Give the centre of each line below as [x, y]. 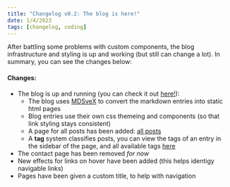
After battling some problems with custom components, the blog [101, 47]
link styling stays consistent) [69, 123]
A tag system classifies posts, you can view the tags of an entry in [125, 138]
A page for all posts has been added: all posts [95, 131]
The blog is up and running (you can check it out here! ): [98, 93]
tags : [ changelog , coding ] [47, 27]
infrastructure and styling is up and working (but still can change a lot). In [114, 54]
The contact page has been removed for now [83, 153]
